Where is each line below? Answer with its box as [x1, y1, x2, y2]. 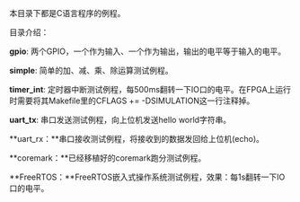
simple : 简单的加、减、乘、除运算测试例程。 [9, 66, 173, 75]
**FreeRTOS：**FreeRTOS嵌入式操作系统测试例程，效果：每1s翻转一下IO [9, 171, 286, 182]
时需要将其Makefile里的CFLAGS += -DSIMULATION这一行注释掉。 [9, 95, 255, 106]
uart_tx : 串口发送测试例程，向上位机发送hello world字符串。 [9, 115, 232, 125]
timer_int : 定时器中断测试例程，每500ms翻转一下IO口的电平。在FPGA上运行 [9, 84, 292, 94]
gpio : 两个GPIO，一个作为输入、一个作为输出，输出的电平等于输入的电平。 [9, 46, 286, 57]
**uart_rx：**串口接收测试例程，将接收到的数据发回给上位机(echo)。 [9, 134, 265, 144]
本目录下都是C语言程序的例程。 [9, 8, 126, 18]
